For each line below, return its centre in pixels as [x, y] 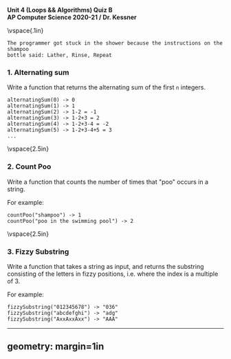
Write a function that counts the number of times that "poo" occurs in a [108, 182]
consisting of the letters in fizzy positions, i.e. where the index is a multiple [113, 274]
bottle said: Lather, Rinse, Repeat [59, 55]
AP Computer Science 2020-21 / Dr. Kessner [72, 17]
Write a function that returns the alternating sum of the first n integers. [107, 87]
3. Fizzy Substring [38, 252]
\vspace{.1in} [25, 31]
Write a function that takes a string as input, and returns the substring [106, 266]
